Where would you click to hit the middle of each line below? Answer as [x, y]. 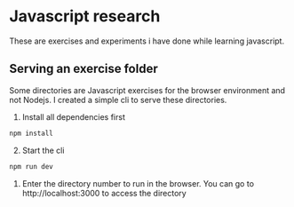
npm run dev [31, 166]
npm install [31, 133]
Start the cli [43, 150]
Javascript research [85, 16]
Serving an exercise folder [83, 69]
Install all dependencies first [74, 116]
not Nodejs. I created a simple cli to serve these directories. [118, 100]
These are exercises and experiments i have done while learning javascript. [147, 41]
